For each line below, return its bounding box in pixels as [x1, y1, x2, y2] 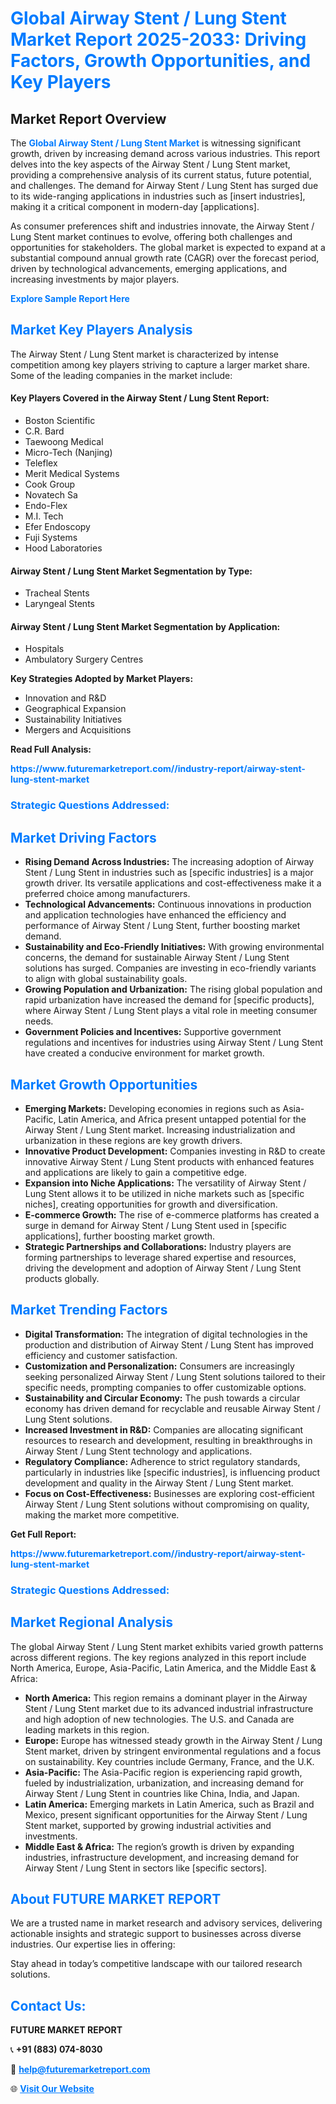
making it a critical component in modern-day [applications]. [10, 201, 260, 212]
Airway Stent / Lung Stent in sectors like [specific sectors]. [24, 1862, 268, 1874]
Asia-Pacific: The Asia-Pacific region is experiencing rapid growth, [24, 1766, 303, 1778]
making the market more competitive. [24, 1508, 180, 1521]
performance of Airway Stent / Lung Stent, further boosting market [24, 920, 301, 932]
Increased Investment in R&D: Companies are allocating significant [24, 1423, 304, 1436]
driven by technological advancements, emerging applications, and [10, 263, 288, 274]
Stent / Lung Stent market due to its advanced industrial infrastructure [24, 1702, 314, 1714]
